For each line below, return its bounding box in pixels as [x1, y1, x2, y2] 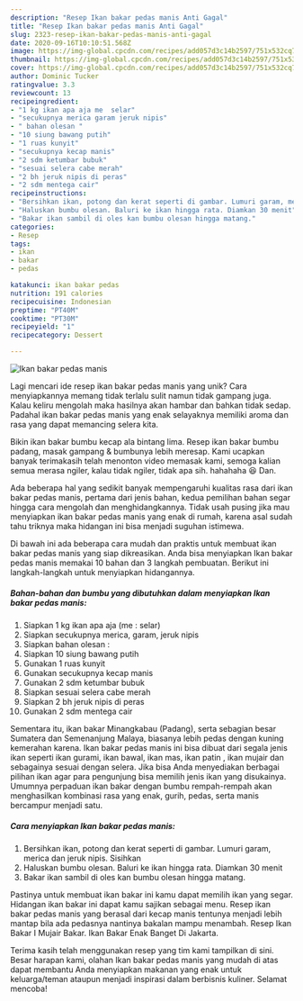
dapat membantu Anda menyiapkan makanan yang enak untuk [10, 964, 242, 975]
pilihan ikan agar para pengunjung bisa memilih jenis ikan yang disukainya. [10, 771, 287, 781]
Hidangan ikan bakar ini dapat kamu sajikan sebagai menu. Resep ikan [10, 898, 272, 909]
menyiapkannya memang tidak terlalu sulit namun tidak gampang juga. [10, 391, 272, 401]
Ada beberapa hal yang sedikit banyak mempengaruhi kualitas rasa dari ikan [10, 482, 293, 493]
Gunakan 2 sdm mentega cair [22, 706, 133, 717]
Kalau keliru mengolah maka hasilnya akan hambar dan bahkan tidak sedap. [10, 400, 291, 410]
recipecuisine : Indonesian [10, 297, 111, 306]
